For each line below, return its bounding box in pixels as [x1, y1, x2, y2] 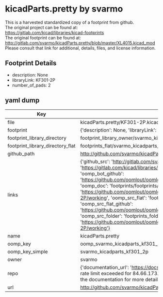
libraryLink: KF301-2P [12, 77, 56, 83]
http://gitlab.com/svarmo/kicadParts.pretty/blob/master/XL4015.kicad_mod [5, 40, 155, 45]
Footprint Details [5, 59, 57, 67]
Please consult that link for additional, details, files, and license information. [5, 45, 156, 51]
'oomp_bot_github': [80, 170, 124, 177]
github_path [7, 150, 35, 157]
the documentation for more [80, 276, 144, 282]
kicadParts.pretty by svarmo [5, 3, 123, 15]
